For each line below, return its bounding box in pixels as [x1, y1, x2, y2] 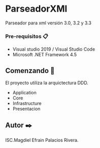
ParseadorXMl [5, 3, 68, 15]
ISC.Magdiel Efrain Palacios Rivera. [5, 137, 79, 143]
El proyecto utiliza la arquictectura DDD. [5, 80, 89, 86]
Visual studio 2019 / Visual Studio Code [12, 46, 95, 52]
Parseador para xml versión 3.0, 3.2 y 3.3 [5, 20, 91, 26]
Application [12, 90, 37, 96]
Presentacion [12, 106, 41, 112]
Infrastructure [12, 100, 42, 106]
